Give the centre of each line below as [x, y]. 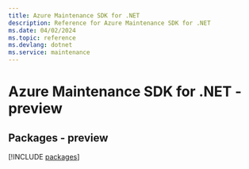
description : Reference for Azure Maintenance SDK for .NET [110, 23]
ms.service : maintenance [49, 52]
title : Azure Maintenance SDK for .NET [74, 15]
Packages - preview [58, 138]
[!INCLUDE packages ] [44, 157]
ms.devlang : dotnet [40, 45]
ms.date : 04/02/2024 [42, 30]
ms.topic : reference [42, 38]
